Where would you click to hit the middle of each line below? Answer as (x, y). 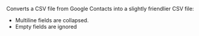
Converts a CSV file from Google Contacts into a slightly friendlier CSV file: (100, 9)
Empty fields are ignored (46, 27)
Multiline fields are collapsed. (52, 20)
